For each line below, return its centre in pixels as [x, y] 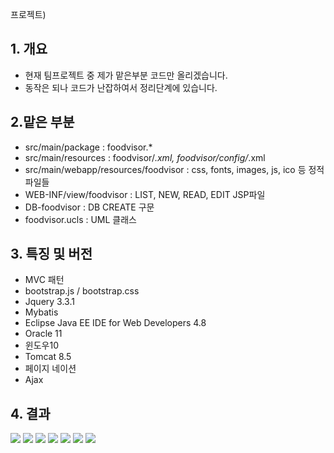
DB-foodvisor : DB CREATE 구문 [89, 207]
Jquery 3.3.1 [49, 302]
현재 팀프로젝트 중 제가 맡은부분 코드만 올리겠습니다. [126, 75]
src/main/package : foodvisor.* [88, 147]
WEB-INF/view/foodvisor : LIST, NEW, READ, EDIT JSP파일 [145, 194]
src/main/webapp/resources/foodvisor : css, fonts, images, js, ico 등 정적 [174, 169]
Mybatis [41, 312]
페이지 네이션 [50, 369]
